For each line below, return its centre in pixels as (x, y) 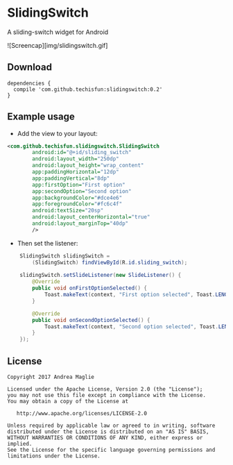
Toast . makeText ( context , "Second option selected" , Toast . (131, 327)
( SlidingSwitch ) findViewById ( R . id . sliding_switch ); (110, 262)
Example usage (41, 117)
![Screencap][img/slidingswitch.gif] (58, 45)
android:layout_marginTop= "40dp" (80, 223)
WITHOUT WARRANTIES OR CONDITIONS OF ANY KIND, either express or (105, 438)
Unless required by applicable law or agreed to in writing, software (111, 425)
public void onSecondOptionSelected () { (91, 320)
